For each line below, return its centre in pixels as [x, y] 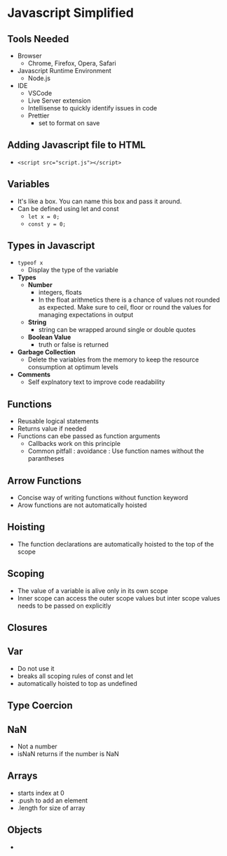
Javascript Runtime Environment [64, 71]
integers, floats [60, 293]
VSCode [40, 93]
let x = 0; [44, 217]
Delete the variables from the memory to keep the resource [113, 359]
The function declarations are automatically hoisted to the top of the [116, 544]
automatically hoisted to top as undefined [77, 683]
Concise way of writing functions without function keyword [103, 498]
